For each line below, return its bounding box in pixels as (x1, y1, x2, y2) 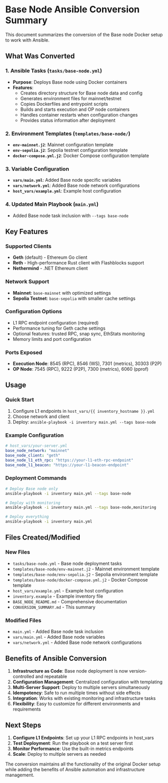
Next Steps (5, 721, 41, 730)
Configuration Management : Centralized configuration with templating (12, 679, 163, 685)
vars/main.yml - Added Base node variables (12, 634, 106, 640)
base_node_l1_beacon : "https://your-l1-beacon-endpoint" (5, 462, 129, 468)
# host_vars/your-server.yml (5, 443, 67, 449)
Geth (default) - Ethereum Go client (12, 254, 88, 260)
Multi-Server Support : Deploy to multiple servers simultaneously (12, 684, 150, 690)
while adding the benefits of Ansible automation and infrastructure (5, 766, 145, 772)
